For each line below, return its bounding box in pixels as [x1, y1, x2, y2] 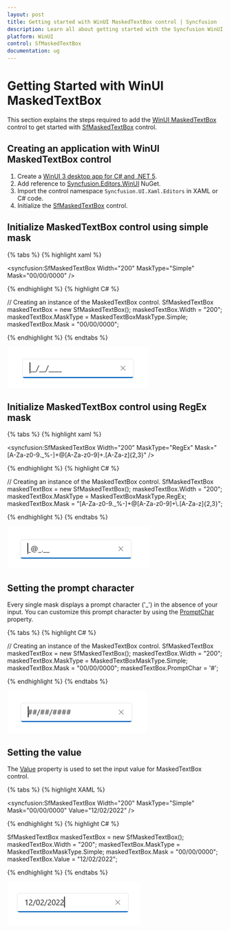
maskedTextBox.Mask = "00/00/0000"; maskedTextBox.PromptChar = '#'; [7, 664, 219, 672]
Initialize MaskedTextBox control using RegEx [7, 401, 207, 413]
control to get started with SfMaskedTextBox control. [7, 123, 157, 131]
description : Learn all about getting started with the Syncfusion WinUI [7, 26, 224, 32]
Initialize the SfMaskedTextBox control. [17, 201, 128, 210]
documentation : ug [7, 48, 60, 55]
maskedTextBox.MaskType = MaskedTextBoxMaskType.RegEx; [7, 492, 187, 500]
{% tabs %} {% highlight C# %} [7, 629, 96, 637]
